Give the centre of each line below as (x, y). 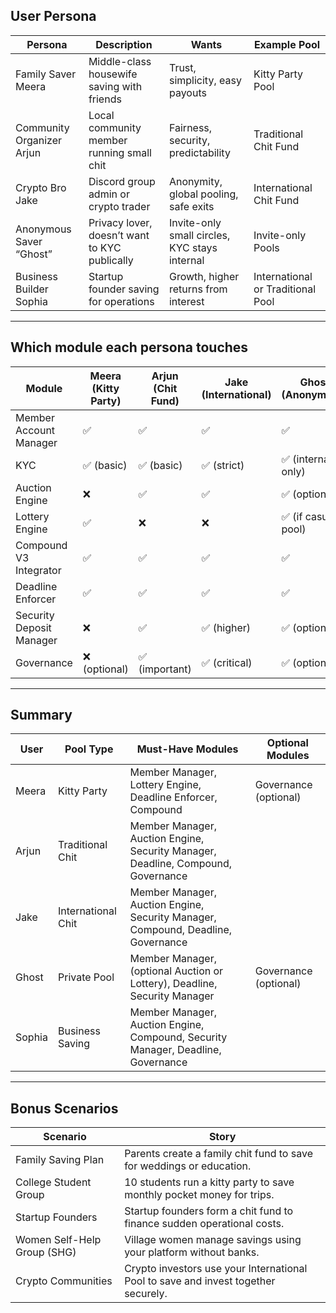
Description (124, 44)
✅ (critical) (227, 662)
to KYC (105, 247)
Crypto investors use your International (216, 1269)
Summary (41, 715)
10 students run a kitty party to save (209, 1182)
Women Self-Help (58, 1240)
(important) (165, 669)
